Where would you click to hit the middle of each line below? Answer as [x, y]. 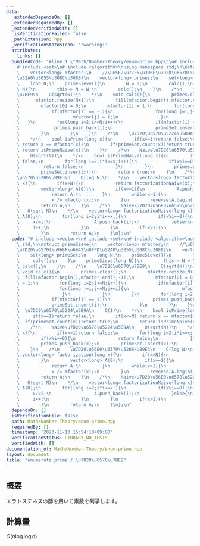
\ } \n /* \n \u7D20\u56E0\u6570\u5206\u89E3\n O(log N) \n [105, 350]
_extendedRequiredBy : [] [42, 23]
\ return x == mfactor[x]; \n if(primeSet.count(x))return [100, 144]
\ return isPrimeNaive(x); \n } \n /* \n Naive [85, 150]
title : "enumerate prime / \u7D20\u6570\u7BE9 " [66, 460]
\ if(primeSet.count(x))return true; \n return [86, 322]
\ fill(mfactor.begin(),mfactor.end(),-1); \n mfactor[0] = [102, 277]
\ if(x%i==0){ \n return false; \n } [105, 338]
